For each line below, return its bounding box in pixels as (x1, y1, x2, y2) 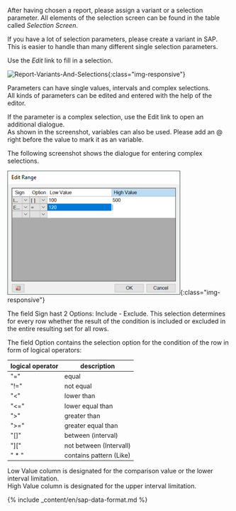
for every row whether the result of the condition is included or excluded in (7, 317, 226, 326)
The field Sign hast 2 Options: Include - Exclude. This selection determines (7, 309, 225, 318)
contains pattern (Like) (64, 451, 131, 459)
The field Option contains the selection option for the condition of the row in (7, 338, 229, 347)
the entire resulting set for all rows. (7, 325, 109, 333)
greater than (64, 412, 101, 420)
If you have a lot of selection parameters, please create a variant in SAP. (7, 35, 218, 43)
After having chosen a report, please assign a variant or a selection (7, 6, 203, 14)
